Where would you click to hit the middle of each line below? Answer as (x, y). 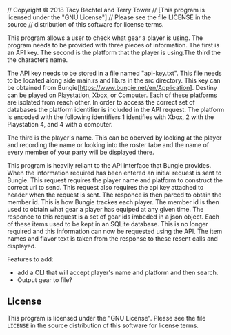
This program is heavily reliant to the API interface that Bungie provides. (109, 165)
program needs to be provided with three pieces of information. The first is (113, 45)
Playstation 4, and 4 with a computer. (60, 124)
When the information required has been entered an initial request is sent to (114, 173)
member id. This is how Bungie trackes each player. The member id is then (113, 202)
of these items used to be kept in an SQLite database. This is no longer (108, 224)
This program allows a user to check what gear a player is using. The (105, 38)
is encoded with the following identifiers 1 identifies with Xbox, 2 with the (111, 117)
